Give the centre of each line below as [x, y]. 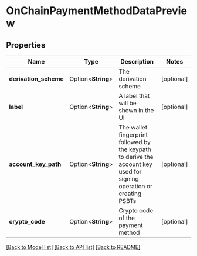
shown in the [136, 110]
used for [130, 172]
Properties [26, 45]
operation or [135, 186]
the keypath [135, 149]
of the [127, 218]
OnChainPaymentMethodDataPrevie [97, 11]
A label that [134, 96]
